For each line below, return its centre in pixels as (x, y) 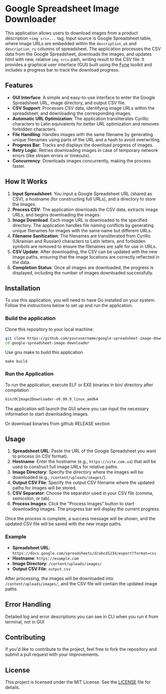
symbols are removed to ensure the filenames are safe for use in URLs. (84, 246)
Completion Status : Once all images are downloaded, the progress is (83, 267)
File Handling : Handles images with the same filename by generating (83, 134)
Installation (23, 288)
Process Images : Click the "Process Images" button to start (73, 504)
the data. (21, 262)
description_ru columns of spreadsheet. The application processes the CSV (83, 49)
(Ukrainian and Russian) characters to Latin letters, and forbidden (79, 241)
